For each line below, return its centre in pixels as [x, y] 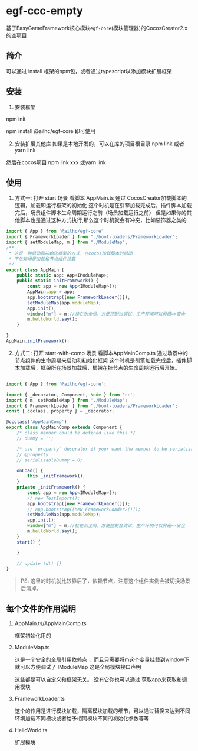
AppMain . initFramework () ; [38, 341]
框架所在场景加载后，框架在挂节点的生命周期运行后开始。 [110, 368]
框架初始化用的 [33, 636]
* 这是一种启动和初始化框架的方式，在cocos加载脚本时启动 [70, 253]
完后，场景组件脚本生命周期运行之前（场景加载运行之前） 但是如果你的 [100, 213]
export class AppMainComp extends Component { [64, 427]
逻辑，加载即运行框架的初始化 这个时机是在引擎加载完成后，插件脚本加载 [103, 206]
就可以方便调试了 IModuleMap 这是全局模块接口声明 [78, 667]
